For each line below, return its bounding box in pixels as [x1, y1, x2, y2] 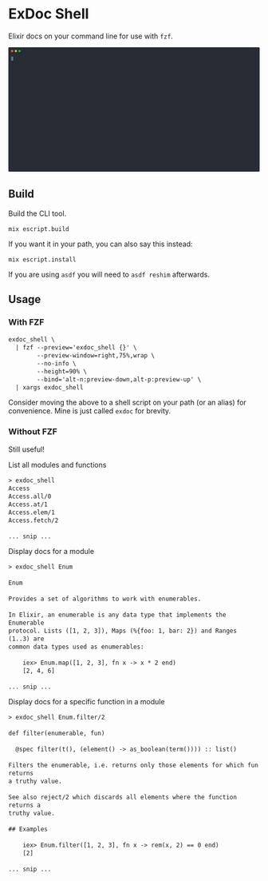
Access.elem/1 [8, 508, 56, 516]
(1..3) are [8, 635, 45, 643]
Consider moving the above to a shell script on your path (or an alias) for [8, 397, 247, 408]
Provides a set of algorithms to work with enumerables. [8, 595, 202, 603]
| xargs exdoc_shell [15, 384, 84, 392]
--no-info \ [37, 360, 77, 368]
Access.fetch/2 [8, 516, 59, 524]
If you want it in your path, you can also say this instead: [8, 239, 193, 249]
